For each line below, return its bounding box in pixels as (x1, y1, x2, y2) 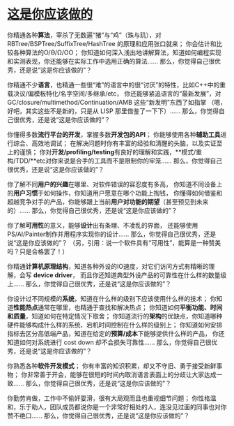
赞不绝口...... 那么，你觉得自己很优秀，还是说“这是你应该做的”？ (7, 411, 190, 420)
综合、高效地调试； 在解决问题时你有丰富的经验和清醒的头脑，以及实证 (13, 139, 217, 147)
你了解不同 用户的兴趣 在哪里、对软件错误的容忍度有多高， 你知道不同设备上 (7, 179, 223, 189)
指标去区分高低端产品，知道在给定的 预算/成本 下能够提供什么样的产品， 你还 (7, 329, 225, 337)
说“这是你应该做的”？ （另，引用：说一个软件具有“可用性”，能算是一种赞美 (7, 238, 221, 247)
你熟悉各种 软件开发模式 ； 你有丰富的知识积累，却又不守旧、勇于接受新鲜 (7, 361, 217, 370)
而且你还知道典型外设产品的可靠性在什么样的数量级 (79, 270, 227, 279)
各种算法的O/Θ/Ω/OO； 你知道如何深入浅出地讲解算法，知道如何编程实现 (13, 48, 221, 57)
